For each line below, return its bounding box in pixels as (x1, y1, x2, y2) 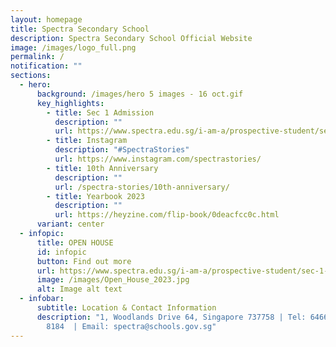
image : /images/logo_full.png (10, 42, 137, 53)
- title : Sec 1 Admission (46, 107, 155, 118)
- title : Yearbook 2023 (46, 191, 145, 201)
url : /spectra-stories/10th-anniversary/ (54, 182, 230, 192)
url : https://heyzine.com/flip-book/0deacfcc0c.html (54, 210, 280, 220)
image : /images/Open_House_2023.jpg (36, 275, 190, 285)
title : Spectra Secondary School (10, 24, 150, 34)
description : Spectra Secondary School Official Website (10, 33, 253, 43)
